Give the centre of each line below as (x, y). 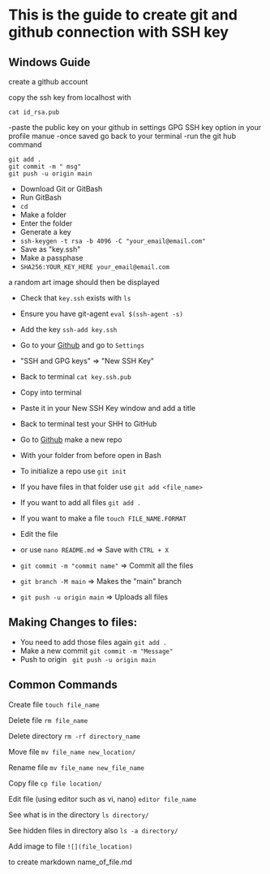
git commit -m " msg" (45, 167)
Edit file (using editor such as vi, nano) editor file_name (103, 798)
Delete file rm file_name (48, 720)
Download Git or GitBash (61, 189)
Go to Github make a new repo (71, 439)
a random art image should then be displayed (84, 282)
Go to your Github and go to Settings (82, 345)
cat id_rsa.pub (34, 112)
